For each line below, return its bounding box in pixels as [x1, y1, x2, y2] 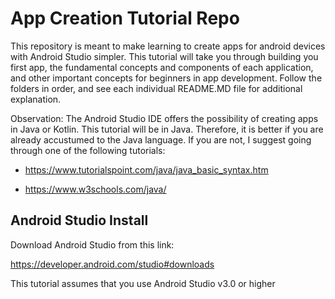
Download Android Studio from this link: [10, 238, 175, 251]
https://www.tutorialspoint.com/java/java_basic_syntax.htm [24, 163, 269, 176]
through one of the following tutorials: [10, 144, 166, 156]
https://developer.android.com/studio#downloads [10, 258, 215, 270]
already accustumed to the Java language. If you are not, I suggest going [10, 133, 312, 146]
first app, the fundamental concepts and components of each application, [10, 61, 314, 73]
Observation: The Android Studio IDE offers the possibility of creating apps [10, 112, 319, 124]
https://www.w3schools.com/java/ [24, 183, 167, 195]
